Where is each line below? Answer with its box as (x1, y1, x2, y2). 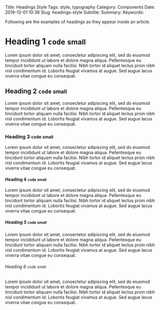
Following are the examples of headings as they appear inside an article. (5, 19, 150, 24)
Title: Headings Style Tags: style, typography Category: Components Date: (5, 4, 155, 10)
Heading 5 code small (5, 219, 47, 225)
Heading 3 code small (5, 133, 54, 140)
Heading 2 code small (5, 87, 67, 95)
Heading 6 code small (5, 263, 46, 269)
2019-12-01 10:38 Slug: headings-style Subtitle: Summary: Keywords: (5, 9, 144, 15)
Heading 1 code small (5, 36, 86, 47)
